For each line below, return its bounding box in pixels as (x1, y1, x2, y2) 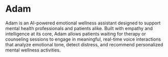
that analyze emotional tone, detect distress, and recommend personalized (5, 41, 163, 47)
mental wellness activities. (5, 47, 61, 53)
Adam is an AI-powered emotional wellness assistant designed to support (5, 20, 161, 26)
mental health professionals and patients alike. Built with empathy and (5, 25, 153, 31)
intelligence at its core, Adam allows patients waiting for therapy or (5, 31, 146, 37)
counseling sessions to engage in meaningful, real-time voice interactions (5, 36, 161, 42)
